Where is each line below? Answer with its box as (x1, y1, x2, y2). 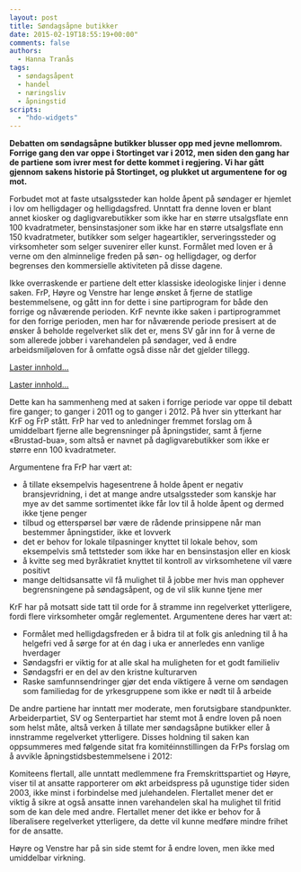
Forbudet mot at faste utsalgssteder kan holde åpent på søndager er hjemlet (9, 194, 292, 205)
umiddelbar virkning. (9, 852, 86, 863)
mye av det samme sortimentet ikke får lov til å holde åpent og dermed (22, 498, 285, 509)
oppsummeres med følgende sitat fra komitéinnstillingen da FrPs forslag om (9, 742, 290, 753)
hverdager (22, 647, 61, 658)
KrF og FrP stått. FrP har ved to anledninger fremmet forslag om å (9, 416, 252, 427)
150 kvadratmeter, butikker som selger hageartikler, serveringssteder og (9, 232, 277, 242)
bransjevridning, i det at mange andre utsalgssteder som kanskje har (22, 489, 277, 499)
